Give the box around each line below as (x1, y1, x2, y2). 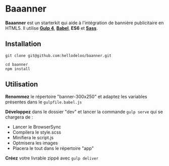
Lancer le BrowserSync (12, 124, 62, 130)
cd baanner (5, 62, 28, 67)
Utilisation (5, 80, 38, 89)
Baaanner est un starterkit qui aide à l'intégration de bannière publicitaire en (5, 20, 164, 26)
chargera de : (5, 114, 33, 120)
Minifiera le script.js (12, 134, 54, 140)
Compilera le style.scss (12, 129, 62, 135)
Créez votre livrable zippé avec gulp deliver (5, 155, 99, 161)
